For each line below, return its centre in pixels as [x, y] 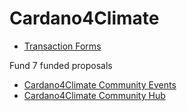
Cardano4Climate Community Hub [94, 95]
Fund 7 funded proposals [61, 65]
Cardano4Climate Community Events [100, 84]
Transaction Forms [62, 46]
